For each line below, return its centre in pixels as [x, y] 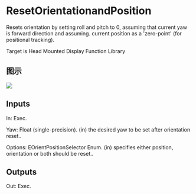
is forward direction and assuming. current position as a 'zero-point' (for [94, 33]
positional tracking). [30, 40]
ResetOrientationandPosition [79, 11]
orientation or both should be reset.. [50, 153]
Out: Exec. [19, 186]
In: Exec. [17, 118]
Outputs [22, 172]
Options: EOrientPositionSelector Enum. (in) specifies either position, [90, 147]
